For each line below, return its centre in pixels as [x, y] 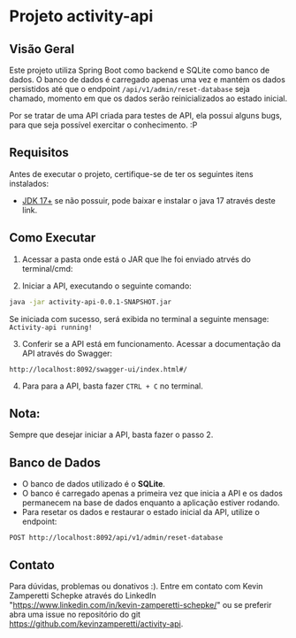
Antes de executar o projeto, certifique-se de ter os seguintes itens [131, 173]
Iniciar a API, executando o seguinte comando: [106, 286]
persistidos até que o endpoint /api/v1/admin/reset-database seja [129, 89]
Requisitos [39, 153]
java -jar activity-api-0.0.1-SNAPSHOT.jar [91, 302]
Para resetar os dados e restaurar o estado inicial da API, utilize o [141, 512]
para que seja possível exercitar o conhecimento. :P [103, 125]
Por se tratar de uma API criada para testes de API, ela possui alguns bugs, [146, 115]
